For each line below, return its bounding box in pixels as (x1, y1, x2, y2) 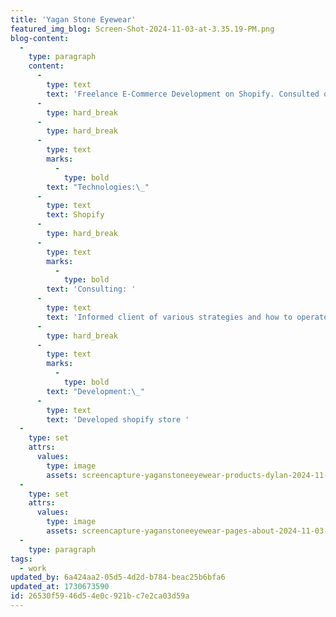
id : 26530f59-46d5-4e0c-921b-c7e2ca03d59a (10, 591, 190, 601)
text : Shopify (46, 210, 105, 220)
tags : (10, 554, 33, 564)
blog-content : (10, 33, 70, 43)
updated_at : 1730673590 (10, 582, 110, 592)
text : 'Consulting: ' (46, 284, 137, 295)
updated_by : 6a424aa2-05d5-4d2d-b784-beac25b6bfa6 (10, 572, 226, 583)
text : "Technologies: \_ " (46, 182, 150, 192)
